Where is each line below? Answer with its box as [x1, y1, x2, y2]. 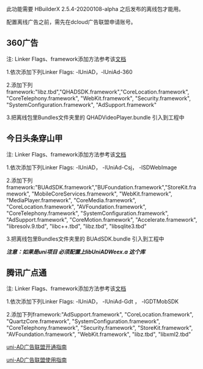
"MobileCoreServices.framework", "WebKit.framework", [31, 190, 172, 197]
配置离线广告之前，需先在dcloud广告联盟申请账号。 [6, 18, 136, 26]
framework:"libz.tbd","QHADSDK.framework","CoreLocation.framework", [6, 88, 190, 95]
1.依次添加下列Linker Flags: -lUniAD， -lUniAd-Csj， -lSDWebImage [6, 164, 177, 171]
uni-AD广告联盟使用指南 [6, 356, 67, 364]
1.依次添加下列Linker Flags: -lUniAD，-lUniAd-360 [6, 68, 133, 75]
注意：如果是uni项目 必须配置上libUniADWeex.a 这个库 [6, 248, 146, 255]
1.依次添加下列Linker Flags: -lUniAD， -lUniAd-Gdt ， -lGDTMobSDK [6, 298, 179, 305]
